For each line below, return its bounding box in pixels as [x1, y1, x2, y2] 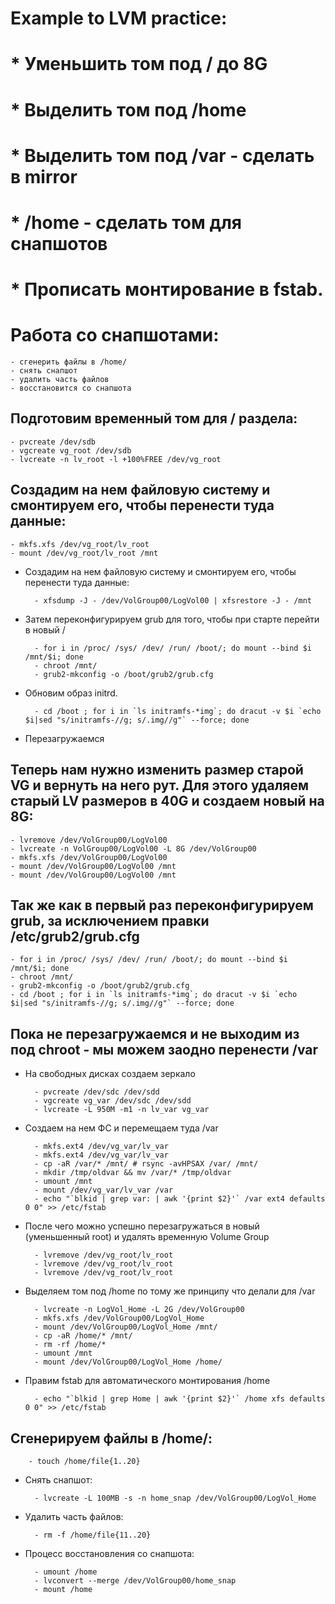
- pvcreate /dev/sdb [10, 437, 97, 447]
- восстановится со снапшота [10, 383, 132, 394]
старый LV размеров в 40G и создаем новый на [10, 793, 325, 810]
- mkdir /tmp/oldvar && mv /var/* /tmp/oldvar [34, 1168, 232, 1178]
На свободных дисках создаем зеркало [24, 1068, 196, 1080]
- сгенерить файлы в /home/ [10, 357, 128, 367]
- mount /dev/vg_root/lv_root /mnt [10, 548, 159, 558]
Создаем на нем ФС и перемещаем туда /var [24, 1122, 219, 1134]
